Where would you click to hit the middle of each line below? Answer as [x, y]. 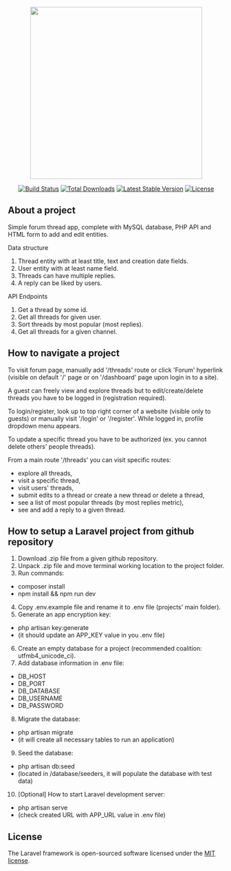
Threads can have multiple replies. [67, 275]
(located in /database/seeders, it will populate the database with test [115, 774]
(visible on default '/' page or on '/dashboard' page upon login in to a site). [113, 377]
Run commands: [41, 573]
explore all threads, [45, 473]
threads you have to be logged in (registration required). [87, 398]
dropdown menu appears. [44, 426]
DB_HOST [32, 676]
